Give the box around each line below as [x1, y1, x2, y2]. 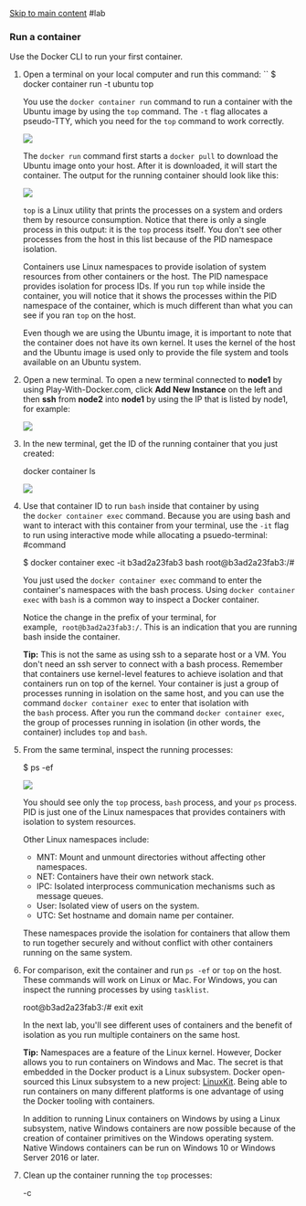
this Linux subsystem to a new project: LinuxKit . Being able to [56, 1076, 288, 1087]
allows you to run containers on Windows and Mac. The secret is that [22, 1057, 284, 1068]
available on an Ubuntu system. [22, 356, 142, 368]
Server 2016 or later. [22, 1152, 100, 1163]
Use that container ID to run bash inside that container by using [22, 501, 259, 512]
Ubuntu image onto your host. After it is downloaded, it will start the [22, 160, 278, 172]
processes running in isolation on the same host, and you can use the [22, 688, 285, 699]
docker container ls [22, 466, 96, 477]
